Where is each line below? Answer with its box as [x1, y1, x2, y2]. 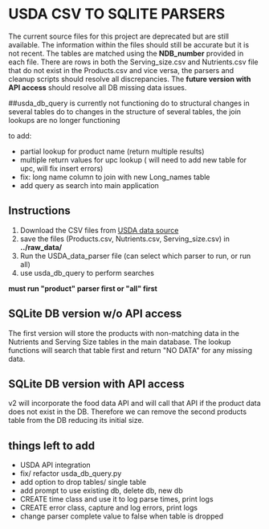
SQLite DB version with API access [8, 377, 185, 391]
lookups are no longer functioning [8, 115, 120, 125]
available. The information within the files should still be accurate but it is [8, 39, 250, 49]
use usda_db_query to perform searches [19, 268, 155, 277]
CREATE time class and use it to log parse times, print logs [19, 494, 214, 504]
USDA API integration [19, 460, 91, 470]
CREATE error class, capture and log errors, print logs [19, 503, 198, 513]
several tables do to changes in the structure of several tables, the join [8, 106, 242, 117]
